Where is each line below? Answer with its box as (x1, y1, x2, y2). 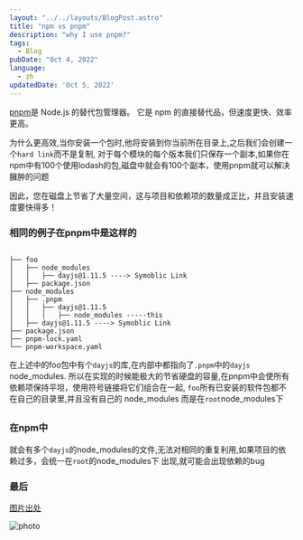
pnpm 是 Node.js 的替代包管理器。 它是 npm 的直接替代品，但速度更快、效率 (9, 106, 292, 118)
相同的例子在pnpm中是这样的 (9, 226, 137, 239)
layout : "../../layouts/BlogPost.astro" (9, 13, 164, 23)
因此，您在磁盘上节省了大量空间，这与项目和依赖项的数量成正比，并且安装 (9, 190, 286, 201)
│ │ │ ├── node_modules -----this (9, 310, 164, 319)
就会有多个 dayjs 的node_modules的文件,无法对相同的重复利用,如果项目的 (9, 444, 279, 455)
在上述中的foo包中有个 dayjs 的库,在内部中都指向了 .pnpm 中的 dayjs (9, 359, 251, 370)
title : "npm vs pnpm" (9, 22, 91, 31)
